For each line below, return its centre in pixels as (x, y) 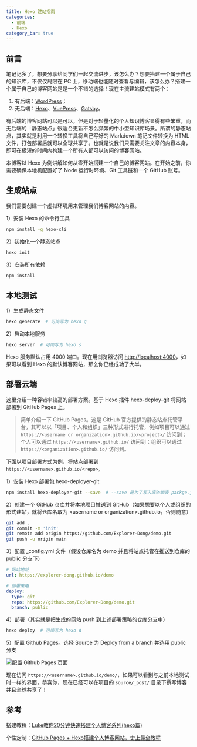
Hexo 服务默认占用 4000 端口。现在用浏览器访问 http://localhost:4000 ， (94, 357)
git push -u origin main (36, 539)
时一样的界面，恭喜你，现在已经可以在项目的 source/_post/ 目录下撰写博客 (96, 682)
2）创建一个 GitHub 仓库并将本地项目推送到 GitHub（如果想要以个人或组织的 (98, 504)
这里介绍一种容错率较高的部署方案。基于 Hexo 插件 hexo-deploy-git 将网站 (96, 400)
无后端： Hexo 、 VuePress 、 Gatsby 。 (59, 108)
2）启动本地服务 (26, 334)
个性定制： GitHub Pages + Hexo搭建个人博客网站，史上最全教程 (84, 738)
